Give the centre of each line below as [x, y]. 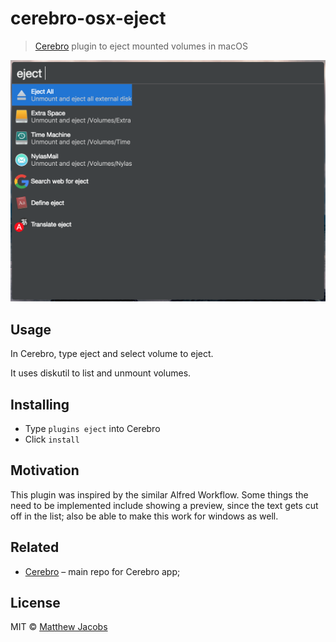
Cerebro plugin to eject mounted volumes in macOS [141, 46]
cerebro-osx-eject [88, 18]
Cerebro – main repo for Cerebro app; [102, 571]
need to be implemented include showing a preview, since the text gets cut [164, 505]
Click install [52, 439]
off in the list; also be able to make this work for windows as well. [144, 516]
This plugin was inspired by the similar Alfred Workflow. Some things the [159, 494]
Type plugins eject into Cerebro [92, 428]
